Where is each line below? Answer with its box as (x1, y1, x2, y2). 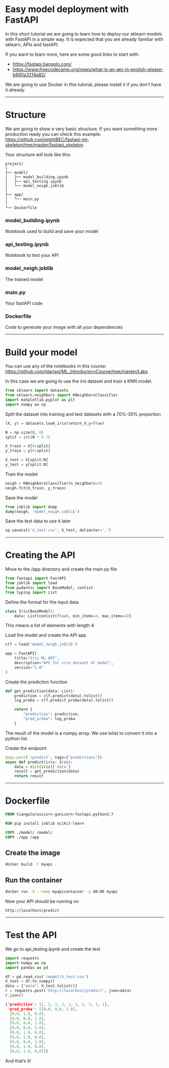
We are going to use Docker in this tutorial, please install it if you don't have (5, 81, 162, 87)
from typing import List (5, 590, 57, 595)
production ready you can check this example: (5, 131, 102, 137)
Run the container (5, 876, 63, 884)
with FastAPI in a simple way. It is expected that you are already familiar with (5, 36, 163, 42)
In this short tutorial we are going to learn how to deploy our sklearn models (5, 31, 162, 37)
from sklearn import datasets (5, 388, 69, 393)
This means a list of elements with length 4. (5, 622, 96, 629)
